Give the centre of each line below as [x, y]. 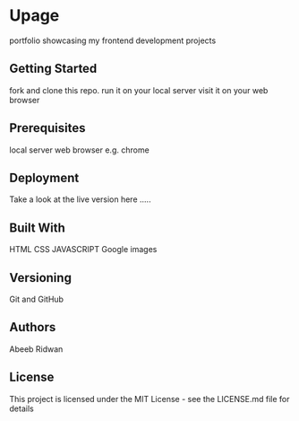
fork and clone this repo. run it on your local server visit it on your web [139, 90]
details [21, 408]
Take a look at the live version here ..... [80, 199]
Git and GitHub [37, 299]
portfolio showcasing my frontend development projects [113, 40]
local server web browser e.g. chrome [79, 150]
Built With [37, 228]
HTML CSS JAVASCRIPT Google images [83, 250]
